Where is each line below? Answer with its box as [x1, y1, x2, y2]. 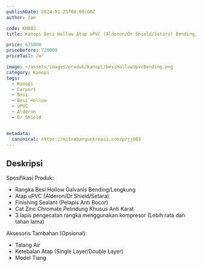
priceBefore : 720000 [6, 48, 58, 54]
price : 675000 [6, 42, 42, 48]
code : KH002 [6, 25, 36, 31]
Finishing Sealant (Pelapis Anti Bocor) [14, 199, 108, 206]
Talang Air [14, 242, 41, 249]
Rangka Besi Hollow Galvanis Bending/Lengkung [14, 186, 136, 193]
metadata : [6, 130, 31, 136]
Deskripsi [6, 158, 43, 169]
